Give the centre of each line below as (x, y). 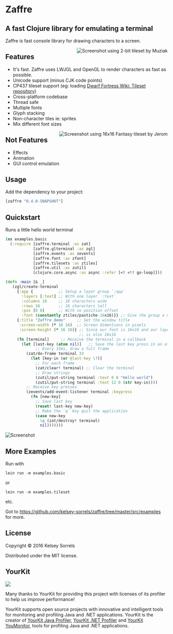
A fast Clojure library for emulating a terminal (79, 29)
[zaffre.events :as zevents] (64, 253)
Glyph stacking (29, 113)
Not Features (27, 140)
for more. (15, 517)
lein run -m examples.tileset (38, 492)
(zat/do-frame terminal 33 (55, 354)
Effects (20, 152)
